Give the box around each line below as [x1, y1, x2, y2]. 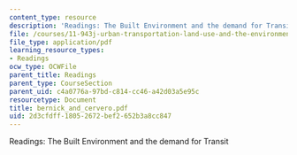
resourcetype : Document [9, 95, 97, 105]
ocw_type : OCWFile [9, 63, 77, 72]
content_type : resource [9, 12, 97, 22]
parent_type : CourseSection [9, 79, 113, 88]
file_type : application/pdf [9, 37, 113, 47]
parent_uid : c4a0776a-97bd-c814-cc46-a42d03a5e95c [9, 87, 200, 96]
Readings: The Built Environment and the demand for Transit [9, 136, 229, 147]
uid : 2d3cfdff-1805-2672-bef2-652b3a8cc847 [9, 112, 172, 120]
